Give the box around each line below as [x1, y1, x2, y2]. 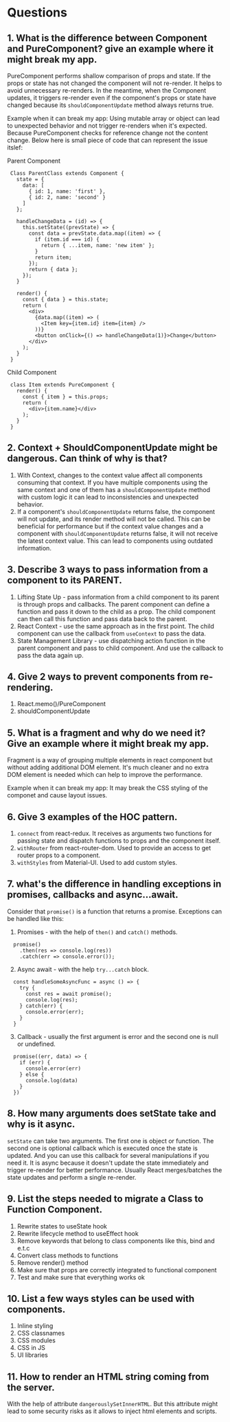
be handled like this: [7, 914, 64, 922]
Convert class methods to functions [16, 1251, 119, 1259]
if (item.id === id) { [34, 236, 100, 243]
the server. [7, 1382, 55, 1393]
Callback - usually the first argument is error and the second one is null [16, 1032, 218, 1040]
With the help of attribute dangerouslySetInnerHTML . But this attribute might [7, 1400, 218, 1408]
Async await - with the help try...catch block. [16, 965, 150, 973]
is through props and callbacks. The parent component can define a [16, 600, 210, 608]
